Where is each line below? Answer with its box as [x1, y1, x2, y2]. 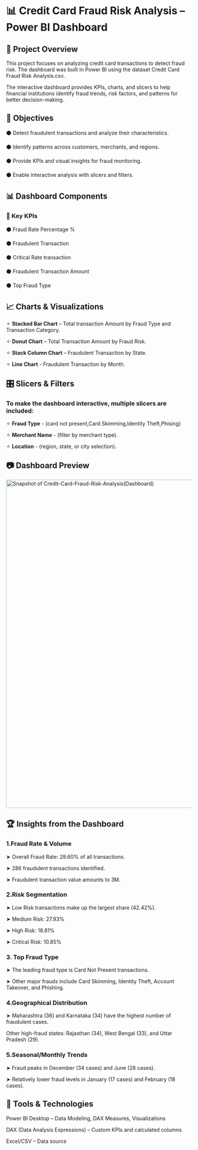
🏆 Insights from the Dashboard [6, 819, 124, 829]
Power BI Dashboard [6, 21, 108, 34]
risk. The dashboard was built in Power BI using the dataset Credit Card [6, 66, 180, 73]
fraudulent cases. [6, 1019, 49, 1026]
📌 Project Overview [6, 44, 78, 54]
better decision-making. [6, 96, 65, 103]
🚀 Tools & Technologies [6, 1099, 94, 1109]
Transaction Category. [6, 327, 60, 334]
